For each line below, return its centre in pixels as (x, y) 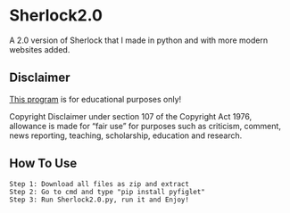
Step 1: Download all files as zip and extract (99, 184)
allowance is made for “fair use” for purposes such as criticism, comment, (145, 126)
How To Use (43, 164)
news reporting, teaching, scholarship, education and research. (126, 135)
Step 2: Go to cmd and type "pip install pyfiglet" (107, 192)
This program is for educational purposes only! (95, 99)
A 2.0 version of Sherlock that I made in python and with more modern (139, 40)
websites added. (40, 49)
